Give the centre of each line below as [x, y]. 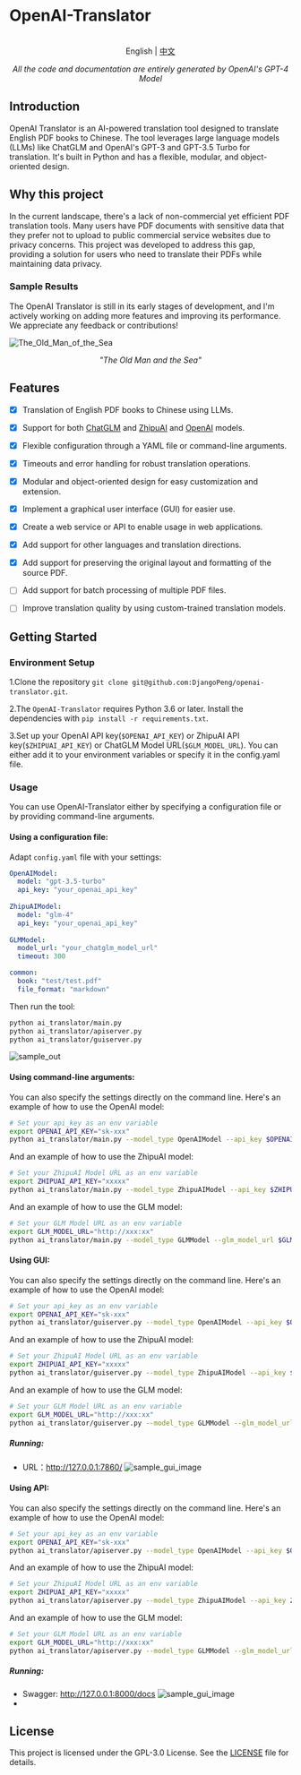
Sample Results [44, 287]
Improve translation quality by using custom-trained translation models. [154, 608]
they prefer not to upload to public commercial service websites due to [140, 235]
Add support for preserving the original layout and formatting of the [146, 563]
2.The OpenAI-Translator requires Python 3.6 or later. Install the [126, 709]
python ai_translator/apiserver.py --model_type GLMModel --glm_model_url [152, 1651]
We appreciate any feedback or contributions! [94, 325]
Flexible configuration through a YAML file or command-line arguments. [155, 445]
